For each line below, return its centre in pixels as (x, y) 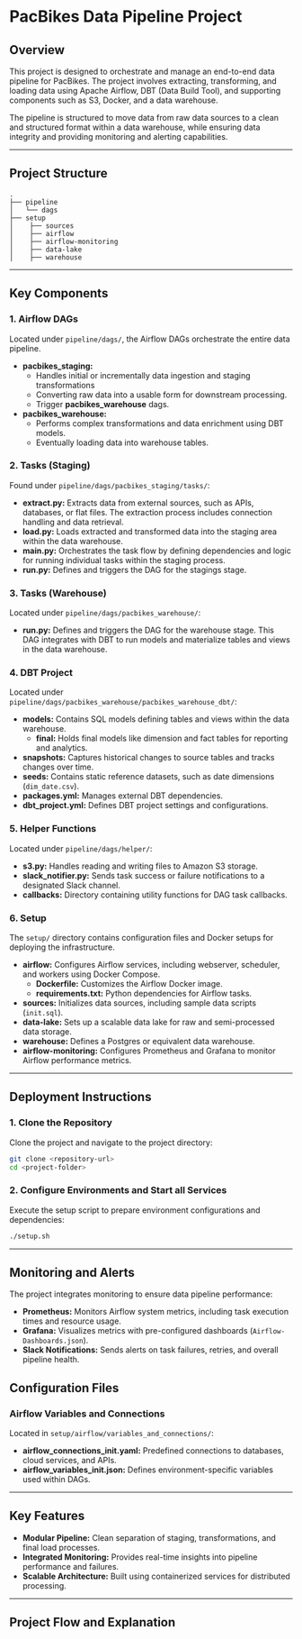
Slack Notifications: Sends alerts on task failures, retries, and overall (150, 1350)
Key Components (59, 293)
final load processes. (61, 1547)
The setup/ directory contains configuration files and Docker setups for (142, 937)
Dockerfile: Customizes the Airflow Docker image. (129, 983)
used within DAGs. (57, 1480)
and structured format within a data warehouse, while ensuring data (135, 127)
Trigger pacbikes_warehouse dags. (102, 404)
